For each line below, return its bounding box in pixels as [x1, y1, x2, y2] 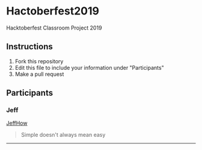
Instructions [6, 42, 53, 52]
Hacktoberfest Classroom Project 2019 [6, 24, 102, 31]
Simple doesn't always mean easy [20, 131, 106, 139]
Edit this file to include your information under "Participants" [14, 64, 164, 71]
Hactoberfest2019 [6, 4, 100, 18]
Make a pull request [14, 70, 64, 78]
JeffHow [6, 119, 28, 127]
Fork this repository [14, 57, 64, 64]
